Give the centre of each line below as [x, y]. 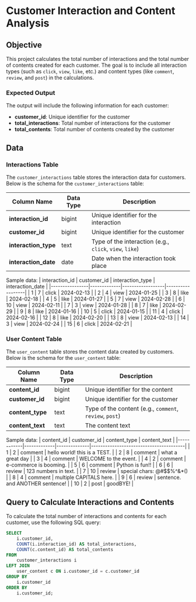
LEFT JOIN [18, 566]
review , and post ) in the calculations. [50, 78]
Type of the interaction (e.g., [130, 242]
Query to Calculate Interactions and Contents [90, 502]
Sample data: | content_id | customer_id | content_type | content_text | [90, 440]
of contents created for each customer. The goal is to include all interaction [97, 65]
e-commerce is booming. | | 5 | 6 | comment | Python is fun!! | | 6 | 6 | [90, 465]
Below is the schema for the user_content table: [63, 358]
